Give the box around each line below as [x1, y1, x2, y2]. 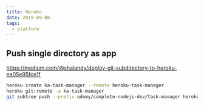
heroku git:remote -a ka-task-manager [6, 88, 104, 94]
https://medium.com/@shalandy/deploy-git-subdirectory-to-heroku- [6, 64, 177, 71]
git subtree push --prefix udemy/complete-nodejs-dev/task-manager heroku [6, 93, 200, 100]
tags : [6, 20, 20, 26]
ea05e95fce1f [6, 71, 41, 78]
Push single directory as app [6, 48, 117, 58]
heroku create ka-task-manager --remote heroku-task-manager [6, 82, 165, 88]
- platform [12, 25, 39, 32]
